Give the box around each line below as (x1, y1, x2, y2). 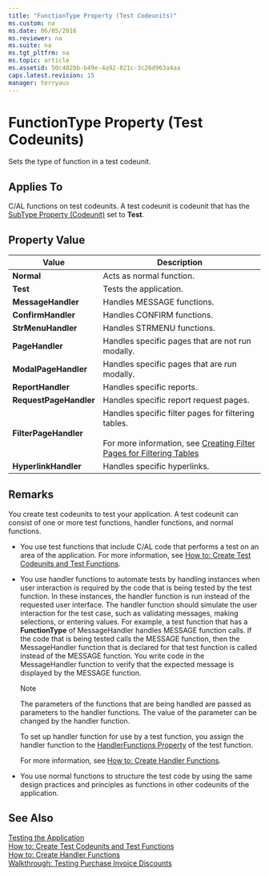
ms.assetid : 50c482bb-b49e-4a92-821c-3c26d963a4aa (8, 64, 181, 72)
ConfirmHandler (12, 309, 76, 321)
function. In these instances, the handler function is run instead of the (19, 591, 251, 601)
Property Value (8, 233, 86, 247)
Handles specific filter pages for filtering (102, 408, 255, 419)
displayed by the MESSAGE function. (19, 668, 142, 677)
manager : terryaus (8, 79, 70, 87)
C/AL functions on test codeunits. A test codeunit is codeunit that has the (8, 201, 250, 211)
